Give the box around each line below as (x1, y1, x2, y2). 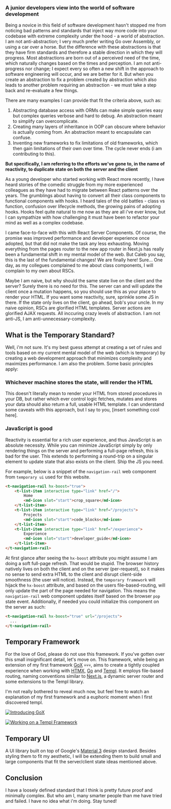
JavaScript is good (5, 425, 53, 432)
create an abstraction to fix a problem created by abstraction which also (5, 76, 157, 83)
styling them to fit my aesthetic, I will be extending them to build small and (5, 753, 161, 759)
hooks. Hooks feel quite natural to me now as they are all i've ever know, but (5, 209, 166, 215)
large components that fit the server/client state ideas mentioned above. (5, 759, 157, 765)
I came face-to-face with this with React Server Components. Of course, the (5, 230, 166, 236)
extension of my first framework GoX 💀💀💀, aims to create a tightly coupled (5, 662, 160, 668)
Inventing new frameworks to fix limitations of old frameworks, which (12, 140, 158, 146)
